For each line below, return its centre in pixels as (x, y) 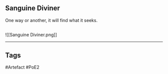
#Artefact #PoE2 (22, 67)
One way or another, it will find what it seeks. (51, 20)
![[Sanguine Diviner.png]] (31, 35)
